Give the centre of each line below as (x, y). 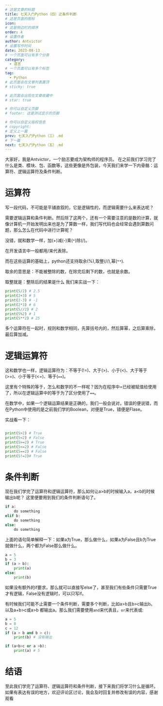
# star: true (18, 100)
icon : (10, 23)
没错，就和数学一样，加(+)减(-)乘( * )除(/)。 (47, 241)
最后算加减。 (18, 334)
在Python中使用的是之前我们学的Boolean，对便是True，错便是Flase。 (75, 409)
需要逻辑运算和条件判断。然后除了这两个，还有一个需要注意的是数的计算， (79, 218)
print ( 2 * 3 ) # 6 (20, 305)
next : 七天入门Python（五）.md (34, 145)
